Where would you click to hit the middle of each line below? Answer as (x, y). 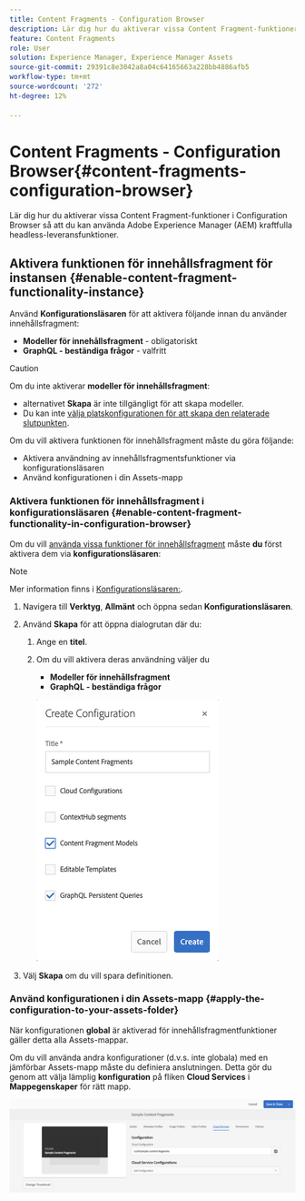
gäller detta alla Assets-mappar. (69, 1040)
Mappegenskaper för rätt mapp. (70, 1086)
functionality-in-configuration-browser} (101, 524)
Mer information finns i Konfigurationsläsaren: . (96, 589)
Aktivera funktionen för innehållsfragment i (107, 501)
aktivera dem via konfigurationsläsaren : (85, 553)
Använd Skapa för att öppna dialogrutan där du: (112, 624)
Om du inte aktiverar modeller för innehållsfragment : (110, 386)
